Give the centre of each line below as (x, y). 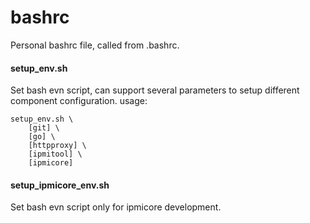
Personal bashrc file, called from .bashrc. (95, 45)
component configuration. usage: (79, 101)
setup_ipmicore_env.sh (60, 185)
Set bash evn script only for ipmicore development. (116, 207)
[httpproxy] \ (57, 146)
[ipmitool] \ (55, 154)
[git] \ (44, 128)
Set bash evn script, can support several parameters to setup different (155, 90)
